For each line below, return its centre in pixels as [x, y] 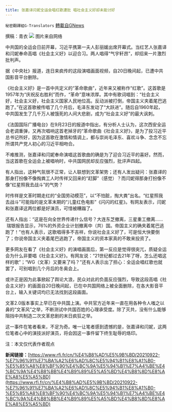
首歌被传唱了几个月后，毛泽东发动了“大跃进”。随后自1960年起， [95, 107]
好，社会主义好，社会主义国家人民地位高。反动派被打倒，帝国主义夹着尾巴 [84, 101]
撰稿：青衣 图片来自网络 [34, 36]
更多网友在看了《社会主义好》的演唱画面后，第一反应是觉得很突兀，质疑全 [84, 249]
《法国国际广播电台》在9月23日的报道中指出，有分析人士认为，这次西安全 [83, 124]
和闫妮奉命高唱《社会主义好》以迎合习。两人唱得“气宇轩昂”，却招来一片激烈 [86, 53]
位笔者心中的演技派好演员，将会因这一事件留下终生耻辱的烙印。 [72, 333]
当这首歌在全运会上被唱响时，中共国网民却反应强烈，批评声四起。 [75, 161]
